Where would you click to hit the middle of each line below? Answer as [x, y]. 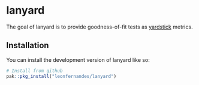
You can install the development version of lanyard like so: [78, 59]
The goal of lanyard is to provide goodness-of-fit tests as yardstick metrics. [99, 27]
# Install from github [34, 71]
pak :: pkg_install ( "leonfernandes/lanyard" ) [61, 76]
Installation [28, 45]
